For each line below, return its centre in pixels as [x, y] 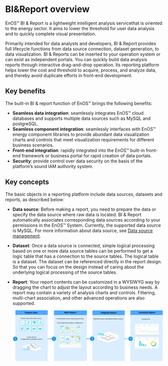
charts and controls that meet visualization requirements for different [83, 139]
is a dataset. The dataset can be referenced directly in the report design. [87, 261]
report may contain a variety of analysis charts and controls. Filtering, [84, 292]
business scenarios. [33, 145]
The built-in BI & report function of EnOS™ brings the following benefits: [79, 103]
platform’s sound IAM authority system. [53, 166]
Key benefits [25, 91]
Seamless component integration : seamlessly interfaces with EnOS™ [84, 129]
